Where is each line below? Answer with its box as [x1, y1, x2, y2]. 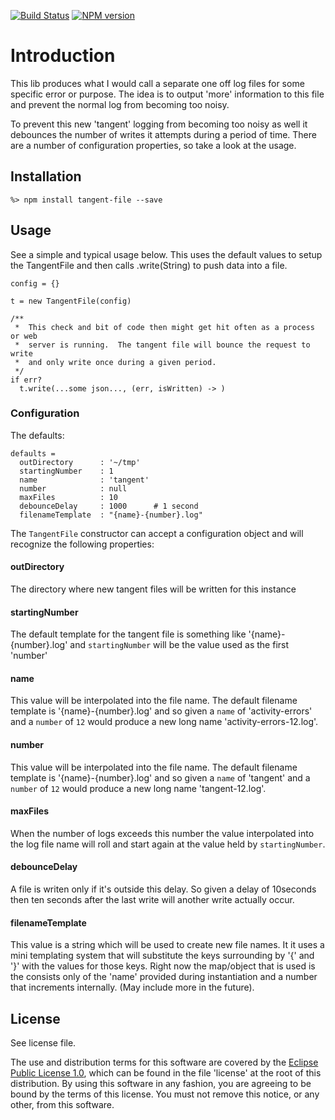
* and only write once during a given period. [14, 357, 217, 367]
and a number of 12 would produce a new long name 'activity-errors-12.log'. [10, 716, 319, 728]
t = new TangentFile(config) [10, 296, 132, 306]
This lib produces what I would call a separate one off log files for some [10, 77, 305, 89]
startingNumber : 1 [19, 466, 114, 476]
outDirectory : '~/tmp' [19, 457, 141, 467]
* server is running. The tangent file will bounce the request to [14, 340, 311, 350]
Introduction [10, 45, 116, 67]
